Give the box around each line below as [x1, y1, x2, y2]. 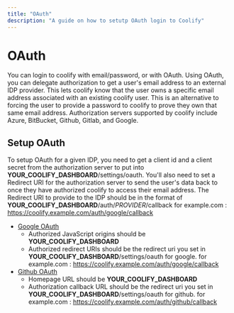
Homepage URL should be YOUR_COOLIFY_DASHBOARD [28, 275, 198, 284]
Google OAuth [17, 222, 60, 231]
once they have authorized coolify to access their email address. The [7, 186, 209, 194]
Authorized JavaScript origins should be [28, 230, 146, 238]
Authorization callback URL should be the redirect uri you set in [28, 282, 213, 291]
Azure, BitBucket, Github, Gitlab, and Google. [7, 116, 139, 125]
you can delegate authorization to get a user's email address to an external [7, 79, 226, 87]
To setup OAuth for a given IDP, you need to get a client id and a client [7, 155, 213, 164]
